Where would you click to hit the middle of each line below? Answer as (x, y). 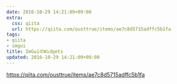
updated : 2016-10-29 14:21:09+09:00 (53, 57)
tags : (13, 35)
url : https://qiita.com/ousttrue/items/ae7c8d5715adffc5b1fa (92, 29)
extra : (15, 18)
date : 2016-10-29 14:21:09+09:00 (49, 12)
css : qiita (26, 23)
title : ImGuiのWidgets (35, 52)
